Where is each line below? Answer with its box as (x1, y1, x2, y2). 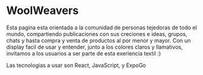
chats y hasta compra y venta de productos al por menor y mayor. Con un (6, 37, 191, 44)
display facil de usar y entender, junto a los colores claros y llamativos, (6, 43, 184, 51)
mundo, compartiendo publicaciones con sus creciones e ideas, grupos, (6, 30, 187, 37)
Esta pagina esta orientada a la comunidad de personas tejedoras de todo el (6, 24, 198, 31)
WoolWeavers (6, 4, 79, 18)
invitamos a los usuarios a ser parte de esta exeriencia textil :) (6, 49, 161, 57)
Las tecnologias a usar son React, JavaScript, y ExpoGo (6, 62, 146, 69)
